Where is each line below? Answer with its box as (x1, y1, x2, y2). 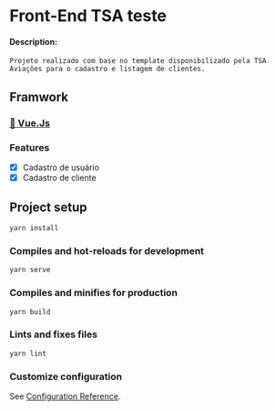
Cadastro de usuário (22, 162, 100, 173)
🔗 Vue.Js (9, 116, 50, 129)
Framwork (9, 89, 69, 105)
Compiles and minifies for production (9, 287, 178, 300)
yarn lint (9, 349, 47, 358)
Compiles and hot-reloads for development (9, 244, 205, 257)
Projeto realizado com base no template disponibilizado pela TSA (9, 57, 267, 66)
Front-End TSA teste (9, 5, 167, 26)
